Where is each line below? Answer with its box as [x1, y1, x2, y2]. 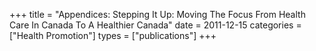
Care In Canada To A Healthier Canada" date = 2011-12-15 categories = [9, 19, 302, 31]
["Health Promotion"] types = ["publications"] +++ [9, 30, 217, 41]
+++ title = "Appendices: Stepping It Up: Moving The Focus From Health [9, 9, 306, 20]
